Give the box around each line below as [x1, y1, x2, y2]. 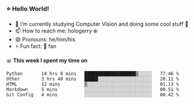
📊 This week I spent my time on [6, 57, 88, 64]
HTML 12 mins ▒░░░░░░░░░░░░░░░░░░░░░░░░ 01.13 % [6, 81, 180, 88]
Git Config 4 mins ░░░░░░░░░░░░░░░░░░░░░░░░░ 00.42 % [6, 92, 180, 98]
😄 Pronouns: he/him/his [14, 36, 75, 43]
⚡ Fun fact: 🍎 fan [14, 43, 57, 50]
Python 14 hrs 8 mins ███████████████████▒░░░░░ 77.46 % [6, 71, 180, 77]
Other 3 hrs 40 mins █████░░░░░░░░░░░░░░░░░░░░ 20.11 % [6, 76, 180, 82]
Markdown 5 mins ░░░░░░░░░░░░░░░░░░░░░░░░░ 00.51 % [6, 87, 180, 93]
